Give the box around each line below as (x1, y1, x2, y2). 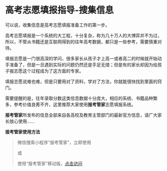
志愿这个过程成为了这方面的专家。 (13, 68, 83, 74)
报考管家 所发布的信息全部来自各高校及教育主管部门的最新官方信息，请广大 (5, 112, 158, 118)
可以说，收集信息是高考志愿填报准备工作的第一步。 (5, 22, 110, 28)
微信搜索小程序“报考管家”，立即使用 (17, 139, 91, 145)
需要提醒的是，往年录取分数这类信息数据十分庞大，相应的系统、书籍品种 (5, 95, 153, 101)
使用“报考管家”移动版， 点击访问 (17, 160, 83, 167)
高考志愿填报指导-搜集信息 (5, 4, 114, 16)
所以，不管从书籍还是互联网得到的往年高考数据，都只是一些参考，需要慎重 (5, 38, 158, 45)
